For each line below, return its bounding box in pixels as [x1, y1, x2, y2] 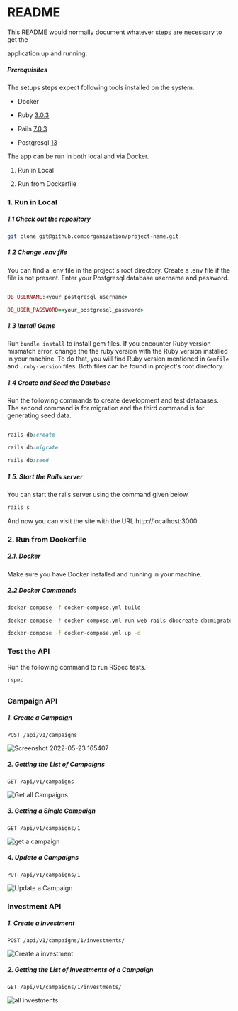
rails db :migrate [7, 444, 59, 452]
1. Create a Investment [7, 919, 75, 927]
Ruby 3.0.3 [17, 111, 50, 119]
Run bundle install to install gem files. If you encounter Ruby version [7, 339, 211, 348]
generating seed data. [7, 411, 72, 420]
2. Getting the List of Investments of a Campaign [7, 966, 154, 974]
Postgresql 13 [17, 138, 58, 146]
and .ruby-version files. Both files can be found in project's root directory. [7, 362, 225, 371]
